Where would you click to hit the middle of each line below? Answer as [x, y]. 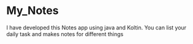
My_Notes [33, 11]
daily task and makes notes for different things [65, 34]
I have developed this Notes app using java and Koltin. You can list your [96, 28]
